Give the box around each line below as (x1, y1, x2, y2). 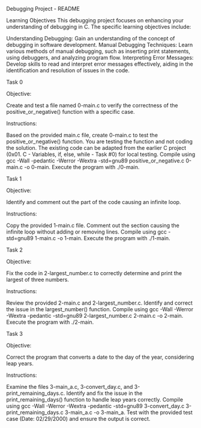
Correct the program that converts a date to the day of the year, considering (6, 353, 194, 361)
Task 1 (6, 175, 22, 182)
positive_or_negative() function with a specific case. (6, 108, 135, 115)
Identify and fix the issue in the (66, 389, 143, 397)
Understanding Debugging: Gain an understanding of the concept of (6, 35, 175, 42)
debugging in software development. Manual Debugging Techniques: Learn (6, 42, 193, 48)
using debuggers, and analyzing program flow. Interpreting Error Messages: (6, 54, 194, 61)
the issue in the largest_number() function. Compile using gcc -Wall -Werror (6, 306, 194, 312)
